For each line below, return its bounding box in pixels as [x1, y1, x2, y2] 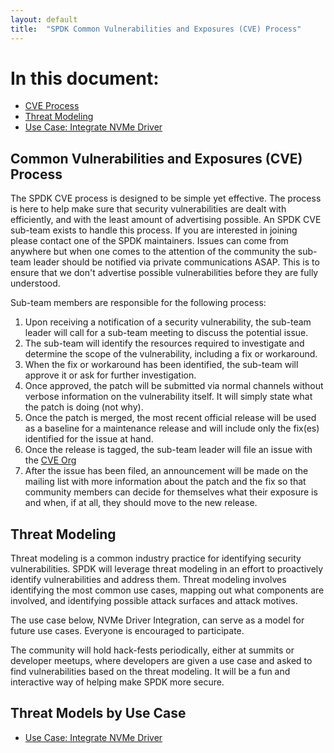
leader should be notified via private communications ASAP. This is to [33, 256, 320, 268]
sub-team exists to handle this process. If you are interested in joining [10, 224, 298, 236]
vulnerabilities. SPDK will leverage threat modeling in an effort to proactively [10, 563, 324, 575]
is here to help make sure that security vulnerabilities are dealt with [10, 203, 287, 215]
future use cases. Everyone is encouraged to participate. [10, 625, 245, 637]
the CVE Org [24, 454, 77, 466]
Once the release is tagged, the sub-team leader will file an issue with [24, 444, 313, 456]
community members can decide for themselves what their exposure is [24, 486, 318, 498]
